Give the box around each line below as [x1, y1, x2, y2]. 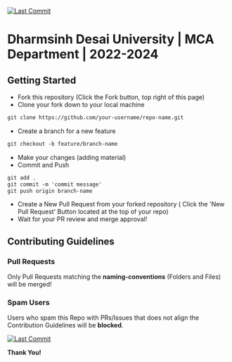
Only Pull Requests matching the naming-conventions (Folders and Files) [7, 273, 221, 281]
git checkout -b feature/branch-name [7, 140, 118, 147]
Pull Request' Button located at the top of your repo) [17, 208, 169, 216]
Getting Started [7, 74, 77, 86]
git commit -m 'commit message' [7, 180, 102, 188]
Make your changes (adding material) [17, 153, 127, 161]
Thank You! [7, 349, 42, 357]
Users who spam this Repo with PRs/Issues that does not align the [7, 313, 199, 322]
